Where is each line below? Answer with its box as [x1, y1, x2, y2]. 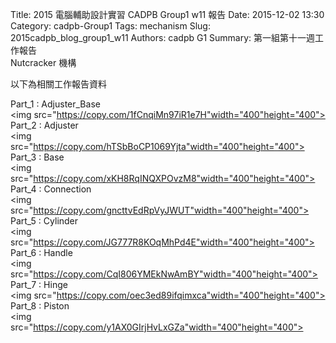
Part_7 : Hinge [10, 279, 68, 290]
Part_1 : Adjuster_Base [10, 98, 101, 110]
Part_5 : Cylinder [10, 215, 79, 227]
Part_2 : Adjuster [10, 119, 79, 131]
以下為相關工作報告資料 [10, 78, 107, 90]
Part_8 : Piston [10, 300, 70, 312]
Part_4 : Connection [10, 183, 92, 195]
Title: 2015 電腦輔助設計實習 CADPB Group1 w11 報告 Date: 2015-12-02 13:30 [10, 9, 325, 20]
